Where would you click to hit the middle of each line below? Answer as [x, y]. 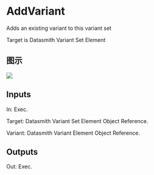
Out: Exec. [19, 166]
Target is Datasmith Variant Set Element [56, 40]
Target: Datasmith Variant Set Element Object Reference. [77, 121]
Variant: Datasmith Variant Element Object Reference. [73, 133]
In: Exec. [17, 109]
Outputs [22, 152]
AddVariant [36, 11]
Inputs [19, 95]
